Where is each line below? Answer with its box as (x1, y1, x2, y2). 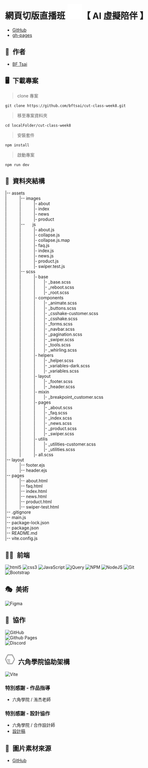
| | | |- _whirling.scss (5, 347, 77, 353)
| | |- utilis (5, 436, 48, 442)
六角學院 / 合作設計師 (12, 722, 55, 728)
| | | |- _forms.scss (5, 321, 73, 327)
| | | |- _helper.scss (5, 357, 74, 363)
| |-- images (5, 195, 41, 201)
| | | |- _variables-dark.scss (5, 363, 90, 369)
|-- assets (5, 190, 25, 196)
